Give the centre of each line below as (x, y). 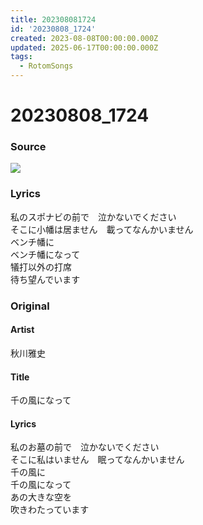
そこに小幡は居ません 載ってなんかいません (102, 229)
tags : (21, 57)
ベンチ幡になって (45, 254)
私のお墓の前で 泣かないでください (85, 447)
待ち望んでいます (45, 279)
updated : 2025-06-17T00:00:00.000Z (84, 47)
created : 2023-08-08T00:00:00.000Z (84, 38)
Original (30, 306)
